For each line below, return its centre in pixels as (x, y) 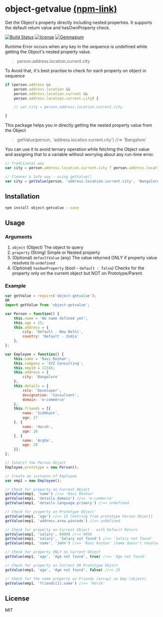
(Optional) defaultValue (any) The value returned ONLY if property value (85, 258)
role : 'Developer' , (42, 390)
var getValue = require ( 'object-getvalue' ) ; (51, 296)
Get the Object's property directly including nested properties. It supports (79, 22)
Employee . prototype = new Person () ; (42, 467)
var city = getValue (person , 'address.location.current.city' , (70, 181)
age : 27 (30, 418)
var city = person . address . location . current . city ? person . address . (76, 168)
